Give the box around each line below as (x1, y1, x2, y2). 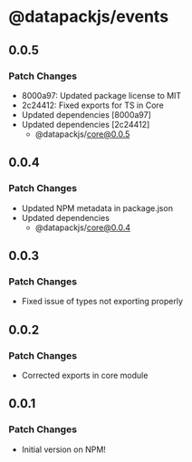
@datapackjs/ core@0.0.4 (34, 222, 130, 233)
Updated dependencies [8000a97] (21, 109, 151, 120)
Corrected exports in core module (21, 370, 149, 380)
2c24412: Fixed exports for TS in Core (21, 100, 164, 111)
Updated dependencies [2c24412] (21, 119, 150, 130)
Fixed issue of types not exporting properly (21, 296, 183, 307)
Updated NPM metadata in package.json (21, 202, 174, 214)
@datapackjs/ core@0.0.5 (34, 129, 130, 140)
